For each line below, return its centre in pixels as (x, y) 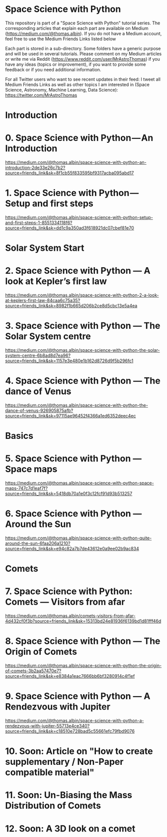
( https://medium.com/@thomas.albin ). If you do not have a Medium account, (83, 33)
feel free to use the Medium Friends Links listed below (61, 39)
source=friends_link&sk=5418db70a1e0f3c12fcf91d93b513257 (69, 494)
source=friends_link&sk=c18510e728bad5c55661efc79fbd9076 (70, 731)
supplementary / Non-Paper (64, 762)
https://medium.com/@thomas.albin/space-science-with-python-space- (80, 483)
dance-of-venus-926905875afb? (39, 411)
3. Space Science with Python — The (83, 326)
